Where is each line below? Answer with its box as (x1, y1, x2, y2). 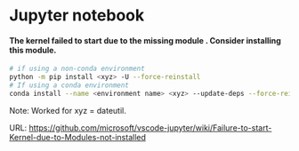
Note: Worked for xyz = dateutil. (9, 105, 126, 115)
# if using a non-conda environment (9, 64, 145, 74)
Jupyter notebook (9, 5, 145, 26)
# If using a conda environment (9, 81, 129, 90)
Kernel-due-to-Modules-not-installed (9, 131, 147, 142)
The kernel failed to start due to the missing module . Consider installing (9, 35, 282, 45)
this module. (9, 44, 57, 55)
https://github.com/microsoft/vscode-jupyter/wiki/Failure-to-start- (28, 122, 272, 133)
